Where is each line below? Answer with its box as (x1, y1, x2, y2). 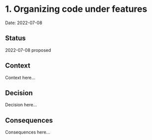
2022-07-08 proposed (5, 47, 51, 53)
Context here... (5, 74, 36, 80)
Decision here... (5, 102, 37, 108)
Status (5, 34, 26, 42)
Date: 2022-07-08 (5, 20, 42, 26)
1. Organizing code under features (5, 3, 148, 15)
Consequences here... (5, 129, 50, 135)
